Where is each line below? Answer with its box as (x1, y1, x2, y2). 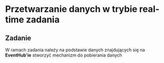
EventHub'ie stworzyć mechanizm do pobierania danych (5, 52, 122, 58)
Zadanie (5, 34, 31, 42)
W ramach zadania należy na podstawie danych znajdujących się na (5, 47, 146, 53)
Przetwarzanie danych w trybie (5, 3, 138, 15)
